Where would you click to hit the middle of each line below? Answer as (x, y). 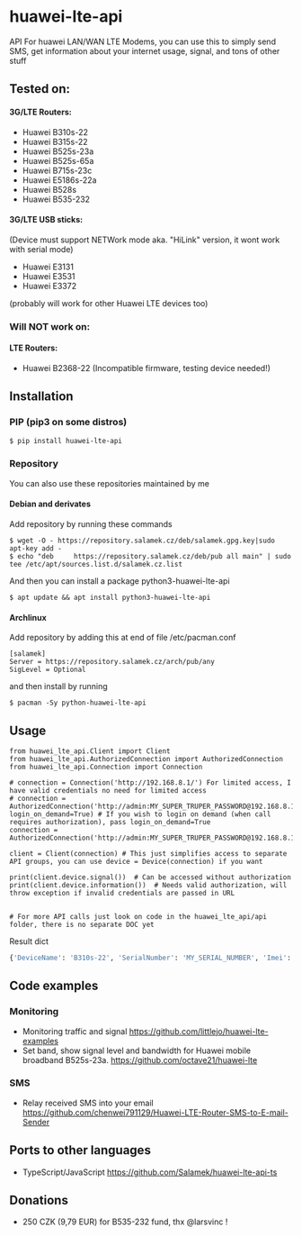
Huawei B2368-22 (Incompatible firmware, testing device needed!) (147, 368)
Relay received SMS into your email (88, 1103)
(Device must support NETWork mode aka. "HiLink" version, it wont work (145, 240)
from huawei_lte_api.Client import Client (90, 751)
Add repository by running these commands (91, 523)
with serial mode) (41, 249)
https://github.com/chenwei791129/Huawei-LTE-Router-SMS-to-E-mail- (155, 1112)
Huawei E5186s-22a (59, 180)
